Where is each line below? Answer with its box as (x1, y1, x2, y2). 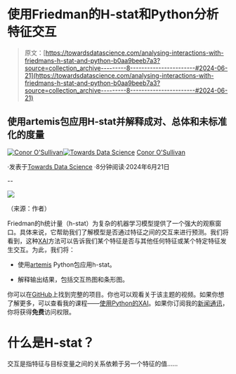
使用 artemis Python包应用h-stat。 (17, 260, 116, 269)
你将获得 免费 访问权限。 (7, 307, 75, 316)
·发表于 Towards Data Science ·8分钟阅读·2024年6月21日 (7, 162, 170, 171)
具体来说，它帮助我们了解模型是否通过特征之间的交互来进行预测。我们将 (19, 227, 229, 236)
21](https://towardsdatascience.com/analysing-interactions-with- (24, 71, 214, 79)
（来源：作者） (7, 204, 51, 213)
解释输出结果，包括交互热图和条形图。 (17, 275, 129, 283)
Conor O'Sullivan (136, 148, 186, 156)
